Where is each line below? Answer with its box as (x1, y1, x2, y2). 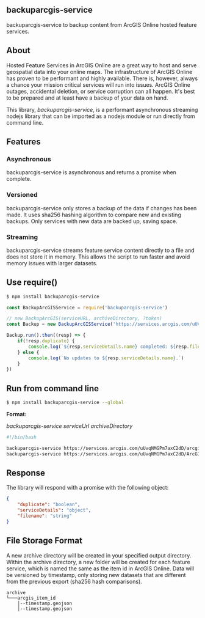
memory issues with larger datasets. (6, 259, 98, 267)
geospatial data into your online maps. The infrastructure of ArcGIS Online (6, 68, 193, 75)
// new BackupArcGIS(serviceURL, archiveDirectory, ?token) (6, 315, 163, 322)
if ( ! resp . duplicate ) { (17, 338, 75, 344)
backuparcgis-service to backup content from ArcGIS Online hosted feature (6, 21, 197, 28)
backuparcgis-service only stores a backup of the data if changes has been (6, 204, 197, 212)
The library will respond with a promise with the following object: (6, 484, 169, 491)
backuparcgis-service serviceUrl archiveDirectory (6, 422, 133, 430)
